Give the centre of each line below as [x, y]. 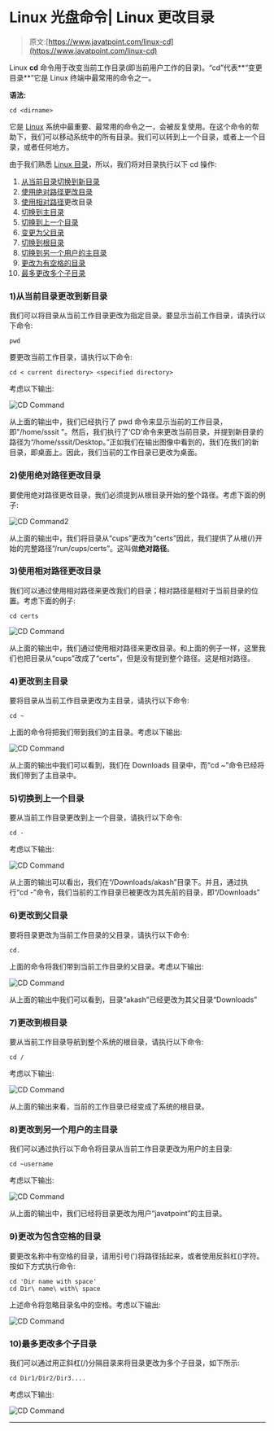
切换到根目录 [42, 243]
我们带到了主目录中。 [45, 776]
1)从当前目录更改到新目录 [59, 296]
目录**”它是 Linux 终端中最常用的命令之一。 [83, 77]
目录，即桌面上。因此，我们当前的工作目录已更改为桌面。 [105, 453]
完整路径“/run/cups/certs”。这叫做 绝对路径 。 [98, 548]
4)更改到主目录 [39, 681]
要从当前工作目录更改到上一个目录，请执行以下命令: [96, 818]
